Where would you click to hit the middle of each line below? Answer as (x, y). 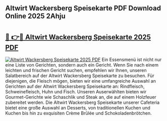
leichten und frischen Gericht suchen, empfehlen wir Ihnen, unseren (76, 70)
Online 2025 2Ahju (35, 16)
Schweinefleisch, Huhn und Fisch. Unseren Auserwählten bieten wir (76, 92)
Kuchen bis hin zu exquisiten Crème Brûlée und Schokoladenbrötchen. (79, 113)
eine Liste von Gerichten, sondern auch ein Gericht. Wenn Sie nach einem (82, 65)
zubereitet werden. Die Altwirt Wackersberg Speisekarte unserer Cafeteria (82, 102)
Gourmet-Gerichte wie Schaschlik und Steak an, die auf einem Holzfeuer (81, 97)
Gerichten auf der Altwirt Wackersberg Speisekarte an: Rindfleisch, (75, 86)
